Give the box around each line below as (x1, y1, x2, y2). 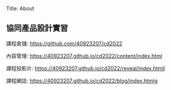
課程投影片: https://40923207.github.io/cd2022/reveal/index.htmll (6, 64, 165, 72)
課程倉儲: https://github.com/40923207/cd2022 (6, 40, 122, 47)
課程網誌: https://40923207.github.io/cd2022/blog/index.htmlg (6, 77, 158, 84)
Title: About (6, 5, 35, 12)
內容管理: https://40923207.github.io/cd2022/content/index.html (6, 52, 163, 59)
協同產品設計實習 (6, 23, 68, 33)
